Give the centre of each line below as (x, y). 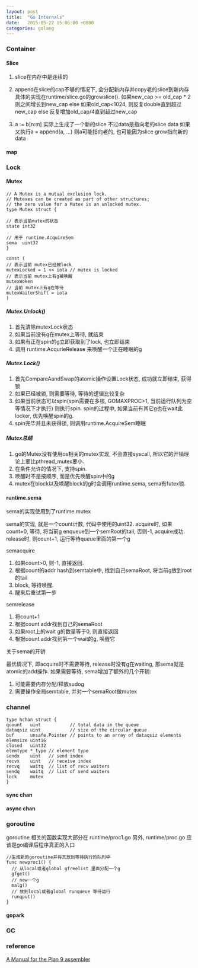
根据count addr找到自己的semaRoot (58, 624)
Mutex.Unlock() (26, 311)
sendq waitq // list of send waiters (58, 771)
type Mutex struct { (32, 210)
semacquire (21, 551)
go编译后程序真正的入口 (46, 845)
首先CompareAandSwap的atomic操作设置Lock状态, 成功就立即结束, (97, 379)
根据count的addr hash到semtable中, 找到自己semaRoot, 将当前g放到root (103, 570)
